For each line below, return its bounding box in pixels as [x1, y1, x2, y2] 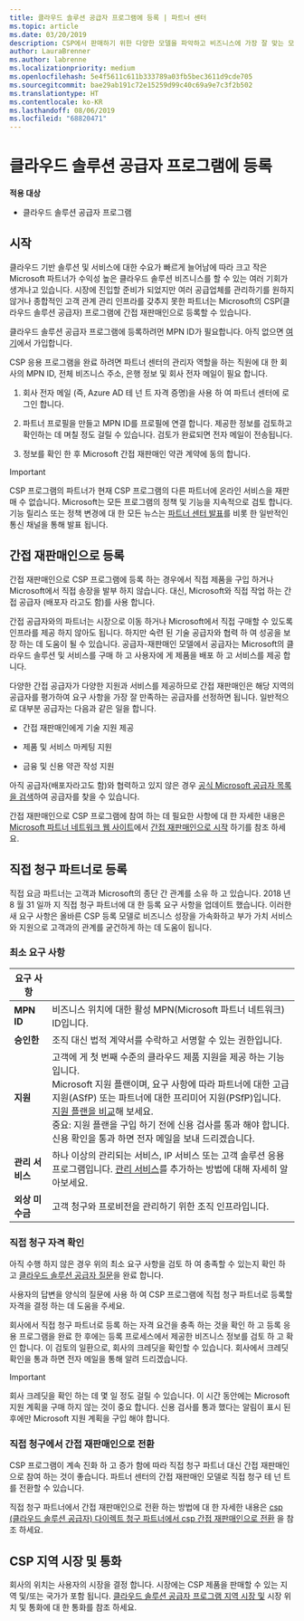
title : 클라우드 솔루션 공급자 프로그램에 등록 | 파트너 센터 [9, 13, 207, 23]
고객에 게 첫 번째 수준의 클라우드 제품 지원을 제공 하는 [52, 1051, 266, 1063]
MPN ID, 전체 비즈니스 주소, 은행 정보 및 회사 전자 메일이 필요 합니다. [25, 367, 269, 378]
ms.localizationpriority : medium [9, 64, 136, 73]
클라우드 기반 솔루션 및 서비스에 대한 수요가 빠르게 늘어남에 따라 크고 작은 [9, 262, 268, 272]
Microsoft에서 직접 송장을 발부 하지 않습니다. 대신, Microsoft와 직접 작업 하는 [9, 585, 282, 596]
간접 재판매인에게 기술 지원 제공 [22, 721, 134, 733]
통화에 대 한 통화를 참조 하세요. [28, 1602, 138, 1613]
